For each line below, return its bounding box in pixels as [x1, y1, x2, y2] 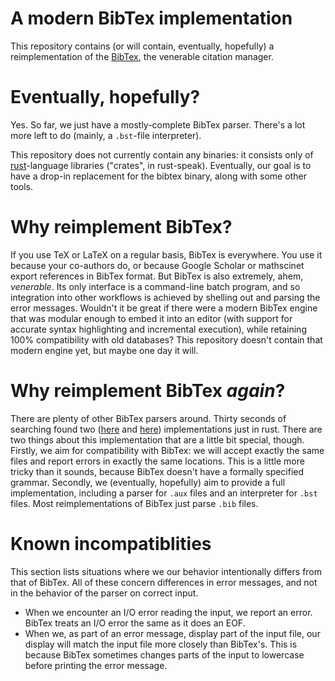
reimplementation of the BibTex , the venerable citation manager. [10, 50, 274, 62]
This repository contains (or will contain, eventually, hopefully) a [10, 40, 275, 52]
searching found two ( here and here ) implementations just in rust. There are [10, 423, 323, 435]
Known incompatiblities [10, 532, 212, 555]
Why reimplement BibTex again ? [10, 380, 286, 402]
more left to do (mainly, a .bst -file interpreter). [10, 129, 202, 141]
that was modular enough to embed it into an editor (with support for [10, 312, 293, 324]
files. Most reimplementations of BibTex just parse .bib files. [10, 497, 259, 509]
